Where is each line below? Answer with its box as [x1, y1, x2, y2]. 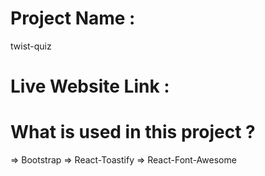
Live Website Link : [10, 75, 170, 98]
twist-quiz [10, 40, 52, 52]
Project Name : [10, 7, 136, 30]
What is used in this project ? [10, 121, 256, 144]
